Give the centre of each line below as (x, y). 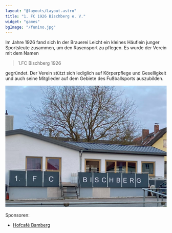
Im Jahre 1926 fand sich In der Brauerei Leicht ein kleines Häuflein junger (82, 42)
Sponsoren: (17, 215)
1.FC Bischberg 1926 (39, 63)
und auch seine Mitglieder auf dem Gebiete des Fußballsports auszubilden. (84, 79)
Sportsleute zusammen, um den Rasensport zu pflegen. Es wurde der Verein (86, 48)
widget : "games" (23, 22)
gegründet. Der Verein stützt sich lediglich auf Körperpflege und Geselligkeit (86, 73)
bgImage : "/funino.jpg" (31, 27)
